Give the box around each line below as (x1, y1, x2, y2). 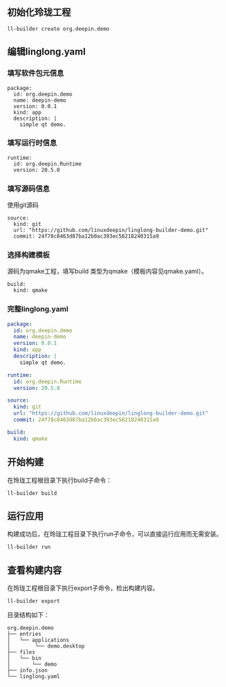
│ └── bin (7, 655, 41, 662)
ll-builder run (7, 544, 51, 551)
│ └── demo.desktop (7, 643, 85, 650)
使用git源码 (7, 201, 39, 209)
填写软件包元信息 (7, 69, 64, 78)
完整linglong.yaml (7, 304, 69, 314)
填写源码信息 (7, 184, 50, 193)
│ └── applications (7, 636, 70, 644)
